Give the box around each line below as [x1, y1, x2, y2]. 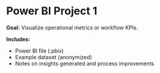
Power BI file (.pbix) [14, 47, 64, 54]
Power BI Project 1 [6, 4, 97, 18]
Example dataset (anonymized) [14, 53, 92, 60]
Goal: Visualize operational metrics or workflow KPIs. [6, 24, 138, 31]
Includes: [6, 35, 31, 42]
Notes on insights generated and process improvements [14, 60, 155, 67]
